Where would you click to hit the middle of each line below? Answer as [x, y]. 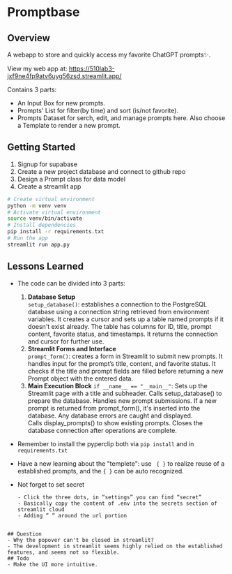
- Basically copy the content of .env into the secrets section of [117, 503]
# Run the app [28, 238]
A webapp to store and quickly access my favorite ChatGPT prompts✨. [109, 54]
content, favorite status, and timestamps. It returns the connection [123, 334]
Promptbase [44, 12]
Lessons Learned [45, 266]
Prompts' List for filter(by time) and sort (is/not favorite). [98, 110]
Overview [29, 38]
